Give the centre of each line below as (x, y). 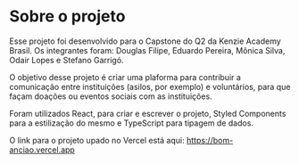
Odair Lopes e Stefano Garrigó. (66, 60)
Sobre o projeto (67, 16)
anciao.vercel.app (42, 150)
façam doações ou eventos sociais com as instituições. (111, 96)
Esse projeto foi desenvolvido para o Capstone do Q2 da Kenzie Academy (145, 41)
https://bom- (210, 140)
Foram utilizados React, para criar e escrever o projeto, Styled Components (148, 113)
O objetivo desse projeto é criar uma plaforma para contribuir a (125, 77)
